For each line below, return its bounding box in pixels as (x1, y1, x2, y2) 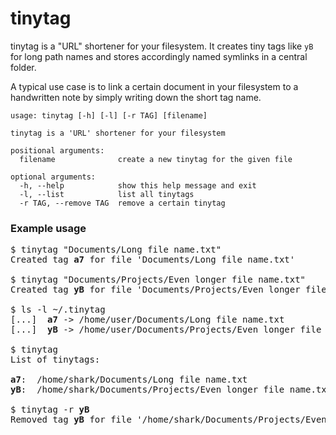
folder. (10, 61, 37, 73)
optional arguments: (10, 172, 97, 182)
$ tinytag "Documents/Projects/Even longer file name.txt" (10, 274, 307, 286)
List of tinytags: (10, 354, 101, 366)
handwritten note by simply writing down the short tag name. (10, 91, 262, 103)
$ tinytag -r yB (10, 404, 90, 416)
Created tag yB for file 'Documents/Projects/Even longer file (10, 284, 327, 296)
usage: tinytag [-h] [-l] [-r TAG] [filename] (10, 110, 208, 121)
